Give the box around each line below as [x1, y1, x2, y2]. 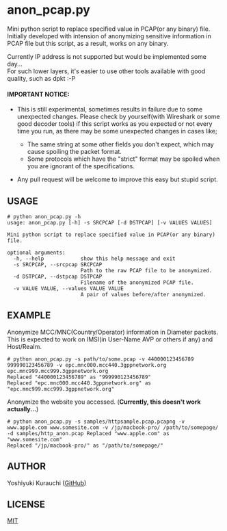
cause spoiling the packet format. [27, 148, 122, 156]
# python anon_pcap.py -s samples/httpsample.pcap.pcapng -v [7, 418, 185, 425]
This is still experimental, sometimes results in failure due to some [16, 105, 203, 114]
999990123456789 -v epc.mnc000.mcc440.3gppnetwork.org [7, 361, 167, 368]
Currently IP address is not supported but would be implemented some [7, 52, 207, 60]
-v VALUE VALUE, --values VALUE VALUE [13, 285, 124, 292]
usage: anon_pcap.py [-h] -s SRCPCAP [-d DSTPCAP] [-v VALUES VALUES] [7, 219, 213, 226]
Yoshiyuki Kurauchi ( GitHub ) [7, 478, 87, 487]
